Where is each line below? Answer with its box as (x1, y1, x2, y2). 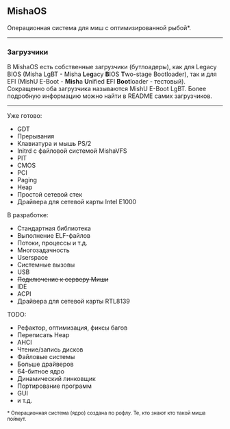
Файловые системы (16, 353, 75, 361)
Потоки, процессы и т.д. (16, 239, 88, 247)
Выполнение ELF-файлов (16, 232, 91, 240)
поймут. (7, 416, 27, 423)
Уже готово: (7, 112, 42, 120)
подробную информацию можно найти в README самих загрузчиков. (7, 92, 212, 100)
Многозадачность (16, 246, 70, 254)
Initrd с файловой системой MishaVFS (16, 147, 128, 155)
